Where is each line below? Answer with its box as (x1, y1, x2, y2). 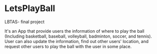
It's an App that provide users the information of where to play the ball (4, 28, 145, 34)
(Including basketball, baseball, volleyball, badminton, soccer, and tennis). (4, 33, 152, 39)
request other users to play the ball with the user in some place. (4, 43, 132, 49)
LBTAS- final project (4, 19, 45, 25)
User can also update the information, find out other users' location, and (4, 38, 149, 44)
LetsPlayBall (4, 3, 55, 14)
